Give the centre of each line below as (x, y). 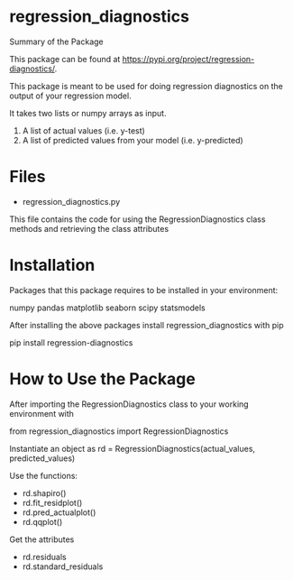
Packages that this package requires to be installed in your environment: (144, 290)
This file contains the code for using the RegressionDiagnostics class (137, 219)
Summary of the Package (56, 41)
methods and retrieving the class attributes (89, 228)
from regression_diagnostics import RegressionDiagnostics (119, 431)
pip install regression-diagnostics (71, 342)
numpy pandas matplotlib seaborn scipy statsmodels (107, 308)
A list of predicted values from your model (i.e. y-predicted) (133, 140)
